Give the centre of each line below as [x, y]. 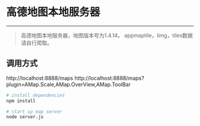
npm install [21, 101]
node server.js [25, 117]
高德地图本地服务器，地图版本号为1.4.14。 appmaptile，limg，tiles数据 [107, 35]
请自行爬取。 [36, 43]
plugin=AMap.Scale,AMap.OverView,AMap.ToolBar [68, 84]
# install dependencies [36, 95]
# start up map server [34, 111]
